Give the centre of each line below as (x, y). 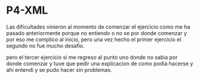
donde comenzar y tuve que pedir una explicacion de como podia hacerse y (100, 64)
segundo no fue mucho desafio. (45, 46)
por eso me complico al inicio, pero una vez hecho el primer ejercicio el (94, 39)
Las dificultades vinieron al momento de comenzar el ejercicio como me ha (98, 27)
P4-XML (27, 10)
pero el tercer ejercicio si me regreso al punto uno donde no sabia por (92, 57)
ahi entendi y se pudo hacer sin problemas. (59, 69)
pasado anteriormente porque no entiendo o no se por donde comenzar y (97, 33)
